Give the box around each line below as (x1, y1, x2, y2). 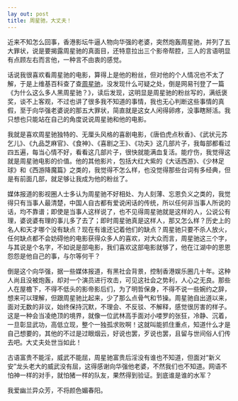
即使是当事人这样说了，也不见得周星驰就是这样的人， (50, 207, 206, 215)
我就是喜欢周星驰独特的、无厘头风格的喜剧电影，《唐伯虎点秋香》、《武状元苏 (7, 129, 228, 139)
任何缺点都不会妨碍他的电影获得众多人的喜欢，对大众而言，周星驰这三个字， (7, 234, 231, 242)
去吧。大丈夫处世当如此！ (7, 338, 82, 346)
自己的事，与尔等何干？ (31, 252, 101, 260)
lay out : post (7, 10, 50, 18)
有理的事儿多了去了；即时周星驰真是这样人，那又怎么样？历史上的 (38, 216, 231, 225)
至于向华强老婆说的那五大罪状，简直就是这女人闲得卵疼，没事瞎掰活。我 (19, 106, 231, 114)
